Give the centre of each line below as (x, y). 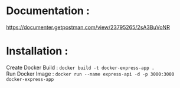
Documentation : (48, 11)
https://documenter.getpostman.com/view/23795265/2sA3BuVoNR (88, 27)
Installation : (37, 51)
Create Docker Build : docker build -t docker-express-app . (80, 67)
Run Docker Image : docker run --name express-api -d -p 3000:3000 (90, 74)
